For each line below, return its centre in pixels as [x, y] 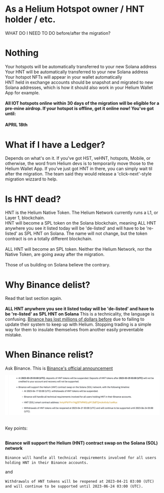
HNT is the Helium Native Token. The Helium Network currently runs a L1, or [82, 213]
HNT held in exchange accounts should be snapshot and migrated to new [79, 82]
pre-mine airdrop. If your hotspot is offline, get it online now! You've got [80, 108]
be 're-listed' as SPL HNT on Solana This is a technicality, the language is [80, 314]
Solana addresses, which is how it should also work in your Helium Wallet [79, 87]
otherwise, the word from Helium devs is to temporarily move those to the [79, 164]
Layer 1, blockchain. [25, 218]
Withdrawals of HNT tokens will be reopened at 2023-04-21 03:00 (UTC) [80, 482]
